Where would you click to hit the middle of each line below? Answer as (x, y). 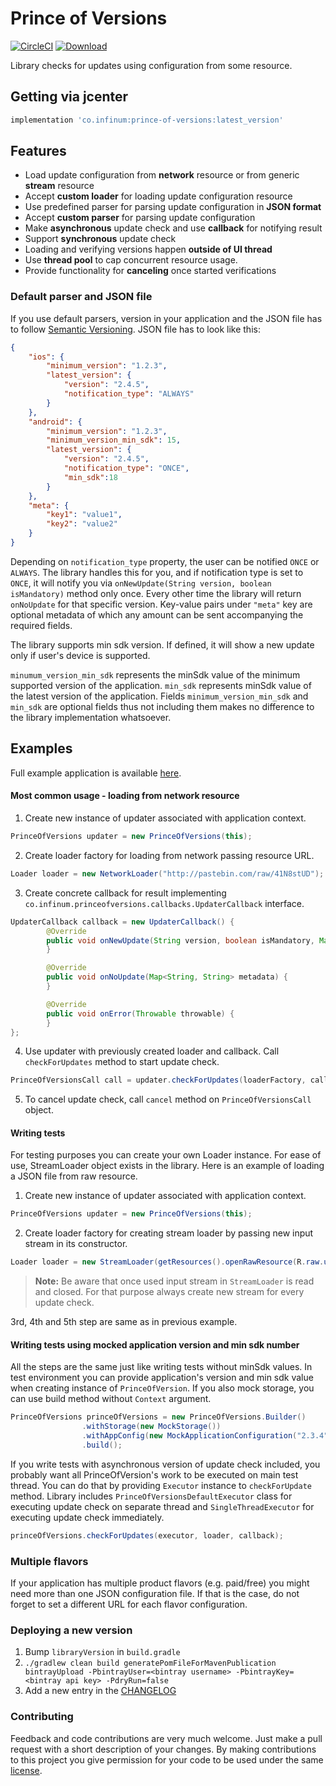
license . (26, 1770)
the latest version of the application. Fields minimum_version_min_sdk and (159, 696)
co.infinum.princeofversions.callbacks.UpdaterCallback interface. (164, 903)
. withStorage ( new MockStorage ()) (151, 1427)
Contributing (42, 1717)
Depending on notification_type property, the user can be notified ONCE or (165, 561)
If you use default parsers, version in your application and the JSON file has (166, 318)
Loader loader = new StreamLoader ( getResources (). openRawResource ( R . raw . (167, 1262)
